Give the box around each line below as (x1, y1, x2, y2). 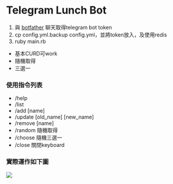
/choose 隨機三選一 (14, 134, 63, 142)
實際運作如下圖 (6, 157, 49, 166)
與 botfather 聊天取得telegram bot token (14, 24, 112, 31)
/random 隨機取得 (14, 127, 58, 134)
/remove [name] (14, 120, 54, 127)
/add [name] (14, 107, 45, 114)
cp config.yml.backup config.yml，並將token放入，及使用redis (14, 31, 167, 38)
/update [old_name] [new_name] (14, 113, 94, 121)
